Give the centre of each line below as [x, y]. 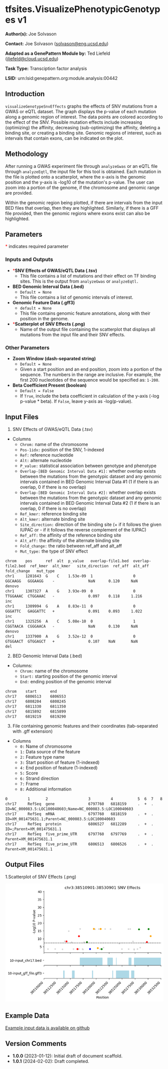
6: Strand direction [39, 778]
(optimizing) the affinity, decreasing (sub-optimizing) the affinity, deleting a [83, 127]
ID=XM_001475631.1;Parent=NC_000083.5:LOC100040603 [60, 819]
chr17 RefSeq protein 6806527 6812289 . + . [79, 824]
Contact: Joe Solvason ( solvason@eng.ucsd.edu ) [57, 43]
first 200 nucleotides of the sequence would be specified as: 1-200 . [90, 380]
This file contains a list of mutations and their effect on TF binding [88, 276]
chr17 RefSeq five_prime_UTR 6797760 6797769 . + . [79, 834]
